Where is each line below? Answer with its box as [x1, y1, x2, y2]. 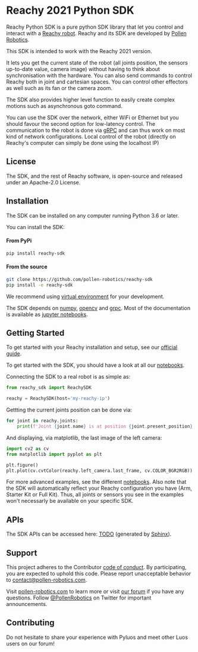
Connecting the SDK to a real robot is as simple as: [6, 373, 131, 381]
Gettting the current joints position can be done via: [6, 406, 133, 413]
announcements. [6, 601, 48, 608]
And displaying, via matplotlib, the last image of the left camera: [6, 434, 162, 441]
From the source [6, 263, 48, 270]
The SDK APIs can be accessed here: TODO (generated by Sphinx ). [6, 530, 172, 537]
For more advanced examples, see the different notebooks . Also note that [6, 478, 187, 486]
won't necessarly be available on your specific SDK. [6, 498, 134, 505]
